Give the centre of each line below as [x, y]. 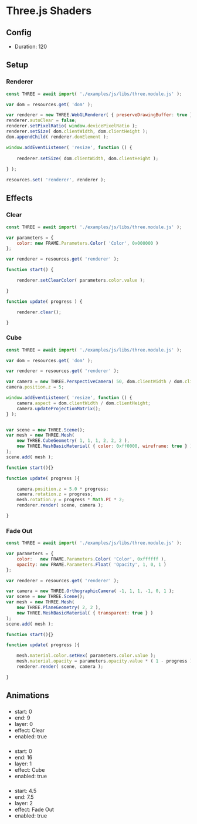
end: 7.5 [24, 797]
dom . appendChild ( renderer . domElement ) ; [57, 137]
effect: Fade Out [34, 809]
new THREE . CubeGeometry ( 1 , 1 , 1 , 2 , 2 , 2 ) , [73, 441]
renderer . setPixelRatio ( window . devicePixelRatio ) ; [72, 126]
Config [19, 33]
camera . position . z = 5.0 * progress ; [63, 489]
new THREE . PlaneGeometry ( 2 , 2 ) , [59, 608]
